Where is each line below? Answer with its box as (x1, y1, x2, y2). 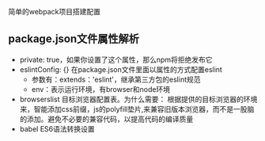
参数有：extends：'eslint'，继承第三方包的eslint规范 (31, 74, 201, 84)
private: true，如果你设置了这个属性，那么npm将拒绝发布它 (19, 55, 213, 64)
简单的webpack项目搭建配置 (8, 7, 101, 16)
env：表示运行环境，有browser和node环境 (31, 84, 171, 93)
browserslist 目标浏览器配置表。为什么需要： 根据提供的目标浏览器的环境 (19, 94, 258, 104)
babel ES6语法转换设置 (19, 124, 95, 133)
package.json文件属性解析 (8, 32, 140, 46)
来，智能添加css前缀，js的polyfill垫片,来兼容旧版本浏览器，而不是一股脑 (19, 104, 255, 113)
